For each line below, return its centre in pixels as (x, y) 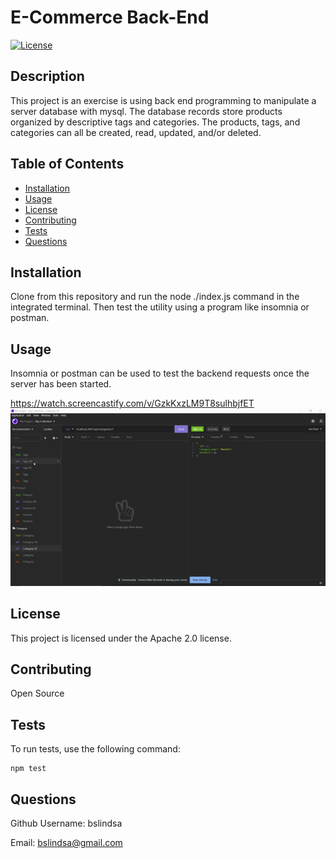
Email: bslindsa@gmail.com (66, 842)
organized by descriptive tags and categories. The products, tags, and (155, 122)
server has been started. (61, 384)
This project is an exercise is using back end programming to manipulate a (163, 100)
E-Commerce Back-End (110, 17)
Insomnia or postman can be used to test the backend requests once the (160, 373)
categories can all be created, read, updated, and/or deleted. (136, 132)
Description (47, 76)
